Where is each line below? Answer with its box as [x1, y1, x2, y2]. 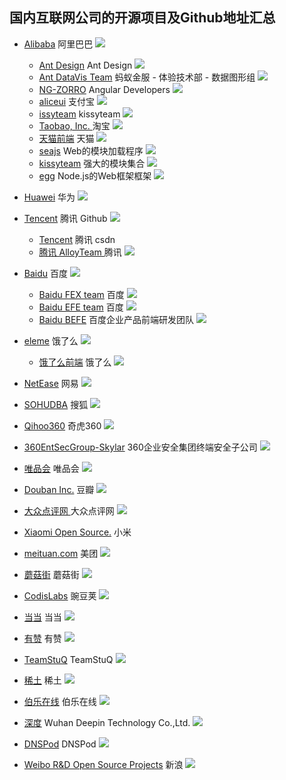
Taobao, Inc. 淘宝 [38, 119, 111, 132]
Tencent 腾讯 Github [23, 212, 108, 224]
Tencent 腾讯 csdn [38, 233, 116, 245]
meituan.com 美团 [23, 547, 99, 559]
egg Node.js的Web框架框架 [38, 169, 152, 182]
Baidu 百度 [23, 267, 68, 279]
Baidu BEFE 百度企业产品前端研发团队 [38, 313, 194, 325]
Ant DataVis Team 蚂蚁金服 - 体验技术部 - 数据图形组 [38, 71, 256, 83]
